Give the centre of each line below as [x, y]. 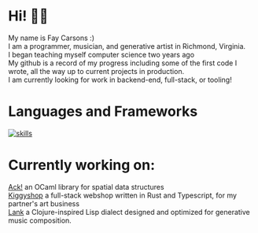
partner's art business [44, 203]
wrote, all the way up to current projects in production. [96, 71]
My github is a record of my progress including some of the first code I [123, 63]
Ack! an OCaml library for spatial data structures [86, 187]
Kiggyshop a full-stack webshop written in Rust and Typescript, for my [123, 195]
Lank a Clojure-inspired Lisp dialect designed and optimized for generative [129, 212]
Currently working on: [82, 165]
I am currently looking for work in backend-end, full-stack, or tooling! [120, 80]
